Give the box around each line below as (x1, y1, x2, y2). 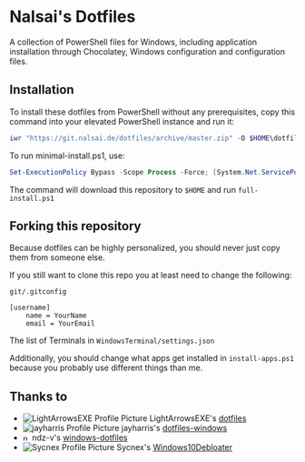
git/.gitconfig (9, 287, 67, 296)
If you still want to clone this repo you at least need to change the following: (9, 270, 292, 281)
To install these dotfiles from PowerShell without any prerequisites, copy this (9, 106, 296, 117)
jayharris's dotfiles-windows (121, 423, 228, 434)
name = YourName (25, 311, 88, 320)
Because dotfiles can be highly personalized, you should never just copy (9, 243, 281, 254)
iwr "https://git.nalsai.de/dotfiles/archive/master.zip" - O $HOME (9, 134, 271, 143)
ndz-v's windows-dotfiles (31, 432, 128, 443)
